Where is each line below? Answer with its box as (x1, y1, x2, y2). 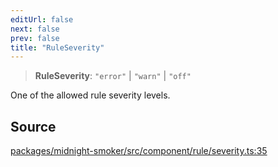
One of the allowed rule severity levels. (10, 89, 171, 101)
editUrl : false (10, 14, 74, 25)
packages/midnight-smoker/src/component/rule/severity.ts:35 (10, 145, 268, 157)
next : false (10, 24, 60, 34)
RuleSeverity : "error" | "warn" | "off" (34, 70, 192, 82)
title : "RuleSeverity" (10, 42, 105, 53)
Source (10, 118, 57, 135)
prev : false (10, 33, 60, 43)
